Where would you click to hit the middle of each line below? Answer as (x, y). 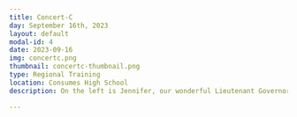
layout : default (39, 33)
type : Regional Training (55, 75)
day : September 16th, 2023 (59, 26)
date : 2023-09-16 (41, 50)
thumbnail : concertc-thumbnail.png (75, 67)
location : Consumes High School (69, 83)
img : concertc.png (43, 58)
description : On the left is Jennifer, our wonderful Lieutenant (132, 91)
